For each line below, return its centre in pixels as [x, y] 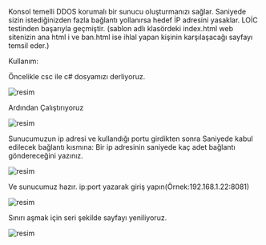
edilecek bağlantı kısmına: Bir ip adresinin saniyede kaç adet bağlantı [122, 147]
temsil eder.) [29, 46]
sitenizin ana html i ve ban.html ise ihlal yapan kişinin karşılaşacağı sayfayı [131, 37]
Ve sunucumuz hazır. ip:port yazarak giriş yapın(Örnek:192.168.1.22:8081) [129, 187]
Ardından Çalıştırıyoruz [46, 108]
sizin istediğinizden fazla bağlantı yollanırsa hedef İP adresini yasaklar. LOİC [133, 20]
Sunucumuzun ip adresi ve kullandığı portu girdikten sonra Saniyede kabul [131, 139]
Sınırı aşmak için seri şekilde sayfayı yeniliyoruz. [88, 218]
